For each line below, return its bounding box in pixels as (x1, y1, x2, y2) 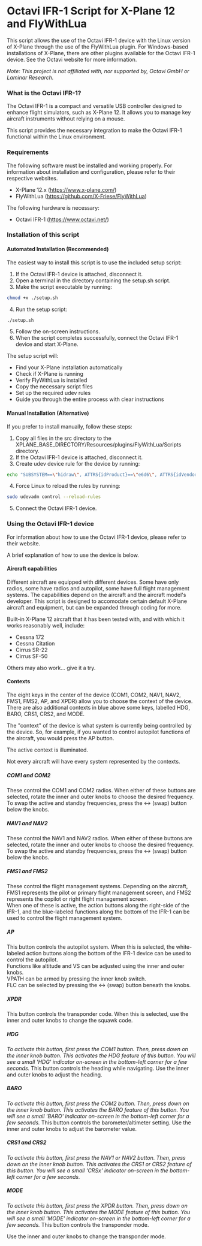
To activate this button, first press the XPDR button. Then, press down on (7, 1202, 188, 1209)
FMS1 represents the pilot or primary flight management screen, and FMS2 (7, 889, 191, 896)
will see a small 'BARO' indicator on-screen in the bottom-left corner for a (7, 1112, 189, 1120)
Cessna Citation (15, 639, 55, 647)
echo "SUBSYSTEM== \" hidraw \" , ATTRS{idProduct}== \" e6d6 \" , (7, 472, 158, 478)
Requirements (7, 148, 49, 156)
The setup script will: (7, 352, 59, 360)
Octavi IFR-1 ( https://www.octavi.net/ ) (15, 216, 110, 223)
